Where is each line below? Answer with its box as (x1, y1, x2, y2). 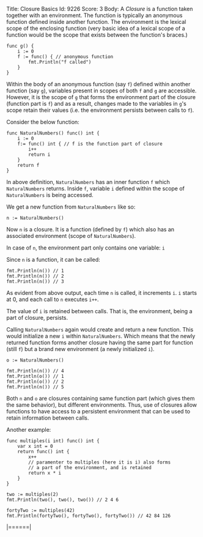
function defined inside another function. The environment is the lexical (6, 18, 186, 25)
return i (28, 152, 51, 158)
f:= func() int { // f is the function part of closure (17, 141, 163, 147)
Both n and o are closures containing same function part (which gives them (6, 394, 195, 402)
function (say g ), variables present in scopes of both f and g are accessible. (6, 87, 197, 94)
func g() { (6, 43, 34, 49)
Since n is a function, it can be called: (6, 256, 101, 263)
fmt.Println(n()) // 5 (6, 384, 64, 390)
